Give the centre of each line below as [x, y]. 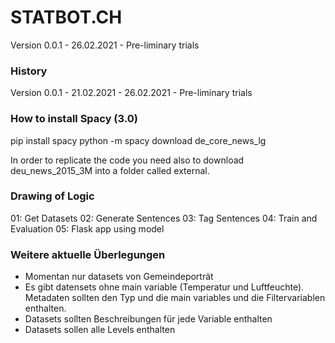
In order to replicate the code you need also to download [127, 160]
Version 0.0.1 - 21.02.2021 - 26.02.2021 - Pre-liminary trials [131, 93]
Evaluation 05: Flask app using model [87, 228]
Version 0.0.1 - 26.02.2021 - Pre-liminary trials [105, 45]
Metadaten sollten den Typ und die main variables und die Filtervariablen [175, 298]
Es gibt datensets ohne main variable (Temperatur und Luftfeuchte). [164, 287]
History [29, 71]
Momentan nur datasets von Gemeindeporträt [119, 277]
